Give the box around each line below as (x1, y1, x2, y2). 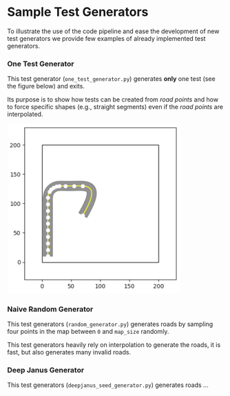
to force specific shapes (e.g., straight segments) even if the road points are (7, 103, 224, 111)
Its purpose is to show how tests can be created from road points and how (7, 95, 219, 104)
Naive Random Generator (7, 304, 94, 314)
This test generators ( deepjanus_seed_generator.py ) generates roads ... (7, 381, 209, 389)
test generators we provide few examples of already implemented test (7, 34, 206, 42)
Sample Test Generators (7, 4, 149, 20)
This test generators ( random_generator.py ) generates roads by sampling (7, 319, 213, 328)
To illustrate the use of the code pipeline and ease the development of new (7, 27, 220, 35)
